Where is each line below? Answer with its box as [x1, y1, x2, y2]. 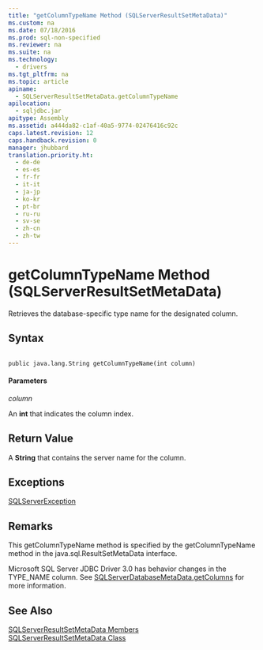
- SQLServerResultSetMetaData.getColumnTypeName [15, 92, 178, 100]
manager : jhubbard [8, 144, 69, 152]
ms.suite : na [8, 48, 51, 56]
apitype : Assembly [8, 115, 69, 122]
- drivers [15, 63, 47, 71]
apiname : [8, 85, 37, 93]
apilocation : [8, 100, 51, 107]
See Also [8, 603, 53, 617]
